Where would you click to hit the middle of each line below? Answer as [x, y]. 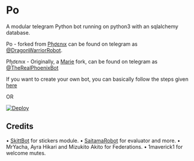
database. [18, 32]
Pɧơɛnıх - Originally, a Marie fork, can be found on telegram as [82, 61]
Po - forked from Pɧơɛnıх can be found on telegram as [72, 44]
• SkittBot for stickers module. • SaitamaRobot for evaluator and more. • [93, 141]
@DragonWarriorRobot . [34, 50]
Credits [20, 126]
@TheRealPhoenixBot [32, 67]
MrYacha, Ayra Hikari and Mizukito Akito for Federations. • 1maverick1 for [95, 146]
